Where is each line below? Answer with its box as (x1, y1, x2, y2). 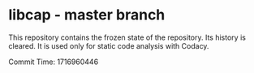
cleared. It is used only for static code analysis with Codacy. (8, 41, 209, 50)
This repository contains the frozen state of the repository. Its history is (8, 32, 246, 42)
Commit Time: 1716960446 (8, 57, 99, 67)
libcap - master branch (8, 6, 166, 24)
